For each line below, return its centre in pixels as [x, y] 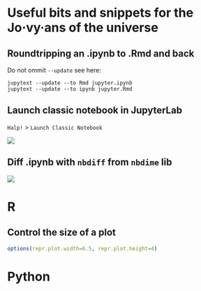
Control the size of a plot [62, 233]
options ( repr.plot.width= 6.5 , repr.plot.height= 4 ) [82, 248]
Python [29, 276]
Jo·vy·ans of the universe [83, 28]
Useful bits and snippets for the [100, 13]
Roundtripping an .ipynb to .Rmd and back [101, 53]
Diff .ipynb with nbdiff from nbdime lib [90, 162]
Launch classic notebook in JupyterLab [95, 111]
